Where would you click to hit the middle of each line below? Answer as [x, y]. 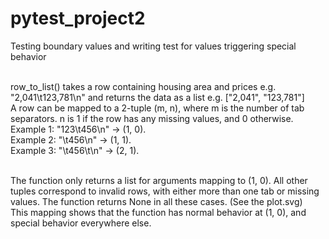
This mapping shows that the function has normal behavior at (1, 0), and [158, 212]
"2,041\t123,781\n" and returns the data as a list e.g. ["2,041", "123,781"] [157, 97]
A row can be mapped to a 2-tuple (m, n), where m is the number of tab [157, 108]
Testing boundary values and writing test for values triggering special [153, 46]
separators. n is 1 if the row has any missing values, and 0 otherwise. [152, 118]
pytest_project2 [78, 18]
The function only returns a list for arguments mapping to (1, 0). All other [159, 180]
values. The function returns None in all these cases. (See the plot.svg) [156, 201]
